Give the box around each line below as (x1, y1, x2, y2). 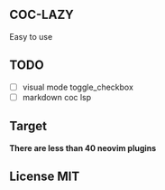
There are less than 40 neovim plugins (9, 142, 157, 153)
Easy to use (9, 31, 53, 42)
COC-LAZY (9, 7, 74, 23)
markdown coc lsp (22, 91, 92, 102)
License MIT (9, 168, 80, 184)
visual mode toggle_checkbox (22, 81, 133, 92)
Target (9, 119, 48, 134)
